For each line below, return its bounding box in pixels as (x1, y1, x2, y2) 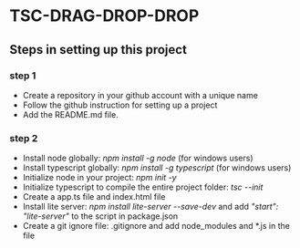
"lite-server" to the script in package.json (22, 211, 179, 222)
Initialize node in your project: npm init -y (22, 172, 177, 183)
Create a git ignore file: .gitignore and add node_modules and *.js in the (22, 221, 290, 232)
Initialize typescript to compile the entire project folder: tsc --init (22, 181, 264, 192)
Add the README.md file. (22, 108, 119, 119)
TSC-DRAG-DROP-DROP (9, 5, 200, 26)
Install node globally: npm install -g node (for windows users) (22, 152, 253, 164)
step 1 (9, 69, 36, 82)
